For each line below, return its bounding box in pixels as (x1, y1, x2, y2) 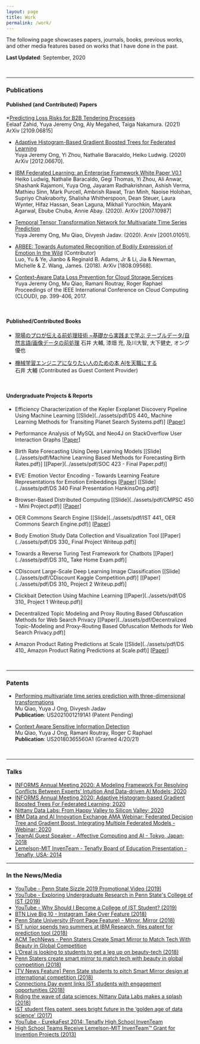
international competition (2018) (14, 974, 93, 981)
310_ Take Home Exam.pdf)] (58, 556, 127, 563)
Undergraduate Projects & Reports (6, 392, 93, 400)
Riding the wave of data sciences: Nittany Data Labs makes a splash (14, 993, 183, 1000)
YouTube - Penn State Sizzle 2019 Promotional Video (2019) (14, 885, 162, 892)
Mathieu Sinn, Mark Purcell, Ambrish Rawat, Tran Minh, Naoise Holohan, (14, 188, 192, 195)
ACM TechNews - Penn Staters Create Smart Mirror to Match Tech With (14, 935, 191, 943)
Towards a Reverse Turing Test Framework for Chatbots (14, 549, 152, 557)
